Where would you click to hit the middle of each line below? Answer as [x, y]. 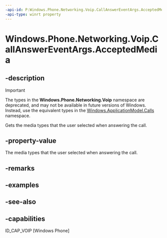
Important [15, 90]
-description [25, 78]
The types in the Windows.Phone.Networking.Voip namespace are [75, 100]
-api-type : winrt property [33, 14]
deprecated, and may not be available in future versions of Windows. [76, 105]
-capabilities [25, 219]
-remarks [20, 168]
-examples [22, 185]
